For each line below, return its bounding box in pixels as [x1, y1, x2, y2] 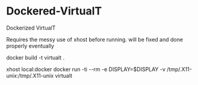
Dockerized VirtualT [6, 24, 56, 31]
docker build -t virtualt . [6, 54, 65, 61]
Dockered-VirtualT [6, 4, 102, 18]
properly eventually [6, 42, 54, 49]
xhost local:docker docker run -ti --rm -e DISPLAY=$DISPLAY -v [6, 65, 166, 73]
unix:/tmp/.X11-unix [6, 72, 54, 79]
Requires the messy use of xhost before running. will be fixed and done [6, 36, 184, 43]
